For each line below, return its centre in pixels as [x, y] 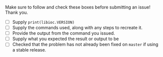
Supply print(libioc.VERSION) [43, 22]
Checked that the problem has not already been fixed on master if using [85, 45]
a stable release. [29, 50]
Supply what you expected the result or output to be [65, 39]
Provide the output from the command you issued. [64, 33]
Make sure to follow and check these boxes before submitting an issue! [78, 7]
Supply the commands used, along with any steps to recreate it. [77, 28]
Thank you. [17, 12]
